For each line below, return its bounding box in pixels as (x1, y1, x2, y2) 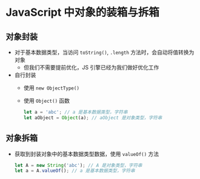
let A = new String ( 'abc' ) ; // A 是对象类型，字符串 (14, 162, 143, 168)
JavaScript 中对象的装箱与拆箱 (5, 5, 160, 19)
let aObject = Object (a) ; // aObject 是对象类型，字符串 (23, 114, 162, 121)
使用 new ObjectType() (23, 84, 80, 91)
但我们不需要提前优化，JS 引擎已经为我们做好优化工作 (23, 64, 159, 71)
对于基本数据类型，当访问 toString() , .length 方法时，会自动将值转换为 (14, 49, 195, 56)
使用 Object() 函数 (23, 97, 70, 104)
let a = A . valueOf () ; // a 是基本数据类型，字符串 (14, 168, 135, 174)
